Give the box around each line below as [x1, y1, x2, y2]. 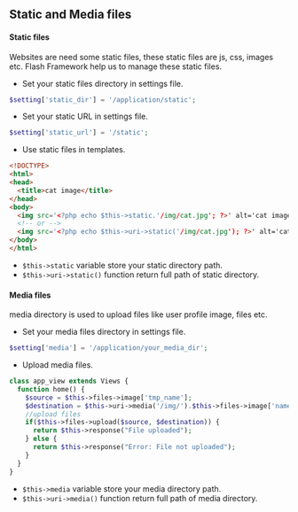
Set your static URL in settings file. [21, 111, 149, 122]
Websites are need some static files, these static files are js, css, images [9, 51, 273, 62]
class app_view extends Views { [9, 376, 129, 386]
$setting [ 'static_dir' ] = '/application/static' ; [9, 95, 197, 105]
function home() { [17, 384, 86, 393]
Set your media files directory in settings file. [21, 327, 186, 337]
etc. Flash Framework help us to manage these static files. [9, 61, 223, 72]
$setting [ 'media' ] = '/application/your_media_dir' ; [9, 344, 208, 353]
